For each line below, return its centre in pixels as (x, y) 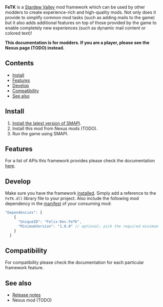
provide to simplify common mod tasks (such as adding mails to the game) (80, 17)
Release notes (26, 295)
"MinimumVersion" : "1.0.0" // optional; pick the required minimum (88, 226)
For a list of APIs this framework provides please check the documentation (80, 161)
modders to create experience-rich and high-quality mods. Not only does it (81, 12)
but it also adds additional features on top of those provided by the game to (81, 23)
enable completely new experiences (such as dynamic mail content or (75, 28)
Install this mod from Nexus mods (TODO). (55, 128)
